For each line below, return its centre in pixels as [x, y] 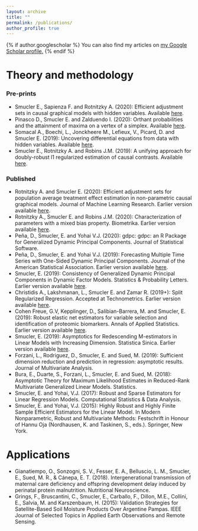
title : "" [18, 17]
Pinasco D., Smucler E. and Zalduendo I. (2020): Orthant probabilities [99, 119]
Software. [27, 248]
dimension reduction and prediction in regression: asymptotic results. [99, 362]
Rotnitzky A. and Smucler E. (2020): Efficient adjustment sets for [93, 192]
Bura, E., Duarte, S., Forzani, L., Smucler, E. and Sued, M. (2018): [93, 375]
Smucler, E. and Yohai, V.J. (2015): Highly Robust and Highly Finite [95, 406]
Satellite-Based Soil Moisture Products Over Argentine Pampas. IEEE [98, 509]
